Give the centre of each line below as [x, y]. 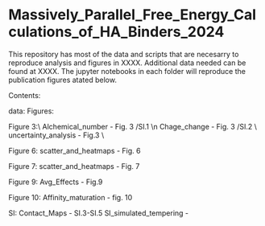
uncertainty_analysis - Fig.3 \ [56, 135]
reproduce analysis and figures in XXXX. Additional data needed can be [127, 63]
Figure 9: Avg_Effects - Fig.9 [56, 182]
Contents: [25, 95]
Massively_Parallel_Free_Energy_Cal [132, 15]
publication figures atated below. [62, 80]
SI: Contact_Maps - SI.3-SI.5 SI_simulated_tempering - [99, 213]
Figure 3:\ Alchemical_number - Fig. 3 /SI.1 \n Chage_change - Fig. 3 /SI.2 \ [133, 126]
